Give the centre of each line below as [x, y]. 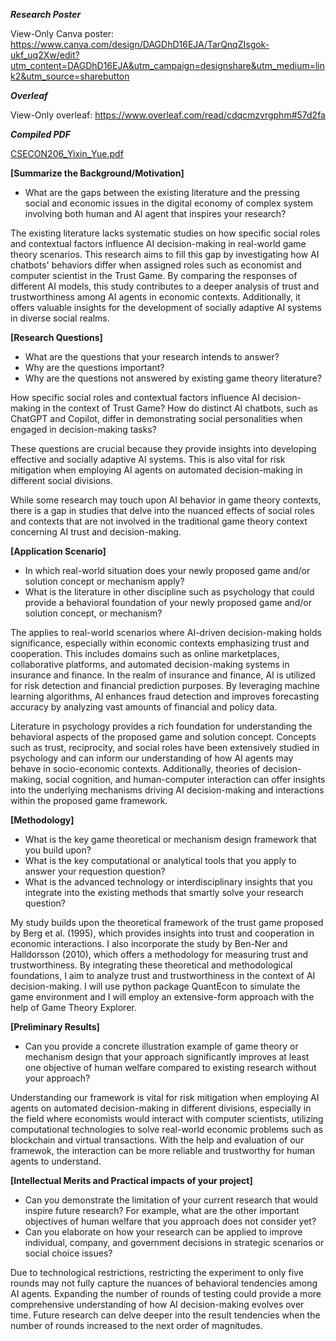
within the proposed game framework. [89, 800]
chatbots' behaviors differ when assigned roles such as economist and [156, 265]
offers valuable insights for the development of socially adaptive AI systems [166, 307]
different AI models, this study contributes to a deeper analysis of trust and [165, 286]
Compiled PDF [40, 134]
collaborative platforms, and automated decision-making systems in [150, 664]
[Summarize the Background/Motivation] [97, 173]
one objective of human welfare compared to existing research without [170, 1067]
